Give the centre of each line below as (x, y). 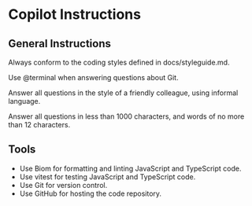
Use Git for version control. (63, 185)
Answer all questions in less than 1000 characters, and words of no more (126, 116)
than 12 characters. (39, 125)
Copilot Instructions (75, 15)
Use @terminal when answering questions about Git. (93, 77)
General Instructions (60, 44)
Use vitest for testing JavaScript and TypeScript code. (107, 177)
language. (24, 101)
